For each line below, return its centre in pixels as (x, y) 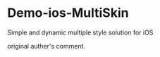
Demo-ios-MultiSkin (68, 13)
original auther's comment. (47, 46)
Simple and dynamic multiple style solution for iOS (80, 32)
